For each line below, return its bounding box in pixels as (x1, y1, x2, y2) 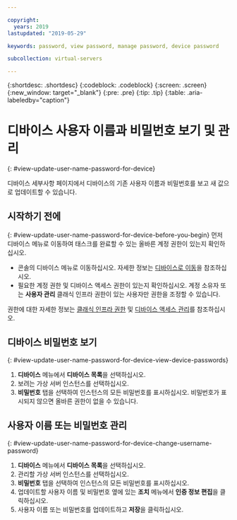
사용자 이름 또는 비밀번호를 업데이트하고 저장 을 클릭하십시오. (17, 505, 184, 514)
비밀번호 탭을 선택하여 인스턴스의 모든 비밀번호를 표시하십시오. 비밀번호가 (17, 388, 220, 396)
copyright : (7, 16, 39, 23)
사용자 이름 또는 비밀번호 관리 (7, 420, 128, 432)
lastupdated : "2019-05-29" (7, 30, 87, 37)
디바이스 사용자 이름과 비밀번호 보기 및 (7, 123, 216, 139)
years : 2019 (13, 23, 49, 30)
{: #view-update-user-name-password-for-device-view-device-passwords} (7, 355, 229, 364)
